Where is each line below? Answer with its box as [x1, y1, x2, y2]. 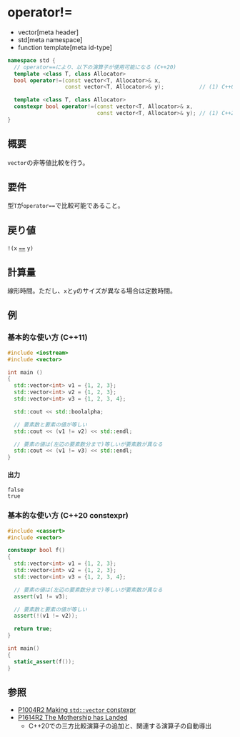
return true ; [14, 626, 53, 633]
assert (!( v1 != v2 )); [14, 612, 79, 620]
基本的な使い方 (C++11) [7, 333, 88, 343]
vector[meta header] [17, 28, 79, 36]
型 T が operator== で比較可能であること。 [7, 201, 124, 210]
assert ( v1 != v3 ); [14, 593, 69, 600]
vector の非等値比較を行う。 [7, 158, 89, 166]
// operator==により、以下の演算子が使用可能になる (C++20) [14, 64, 176, 71]
